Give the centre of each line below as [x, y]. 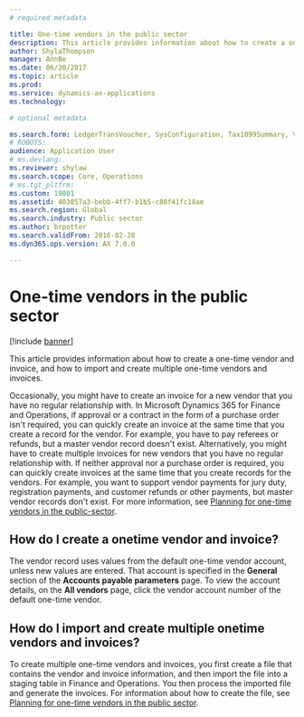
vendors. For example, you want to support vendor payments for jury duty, [148, 482]
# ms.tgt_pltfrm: [42, 185]
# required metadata [48, 18]
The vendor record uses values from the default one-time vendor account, [148, 561]
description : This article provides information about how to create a [147, 43]
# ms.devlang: [36, 160]
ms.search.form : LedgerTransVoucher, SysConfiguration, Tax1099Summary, [149, 134]
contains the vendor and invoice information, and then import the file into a [148, 674]
